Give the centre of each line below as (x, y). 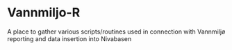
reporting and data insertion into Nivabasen (69, 38)
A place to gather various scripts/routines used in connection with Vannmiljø (116, 32)
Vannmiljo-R (44, 13)
